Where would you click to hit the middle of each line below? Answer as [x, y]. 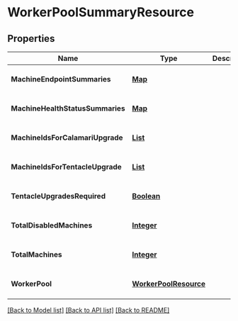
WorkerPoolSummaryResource [101, 12]
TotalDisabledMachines [52, 225]
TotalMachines [36, 254]
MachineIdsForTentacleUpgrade [66, 167]
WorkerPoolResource [169, 284]
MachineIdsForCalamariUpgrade [67, 137]
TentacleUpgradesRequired [58, 196]
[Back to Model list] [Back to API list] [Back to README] [89, 310]
